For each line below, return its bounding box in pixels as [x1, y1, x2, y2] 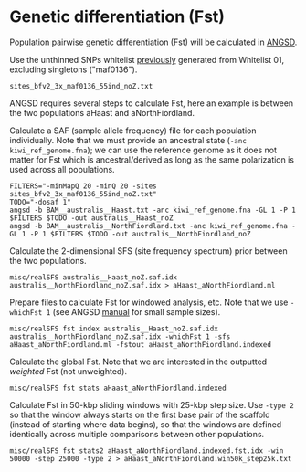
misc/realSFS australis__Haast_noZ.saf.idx [9, 272, 178, 282]
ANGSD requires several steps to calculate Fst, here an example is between [9, 98, 294, 109]
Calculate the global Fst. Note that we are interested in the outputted [9, 356, 268, 367]
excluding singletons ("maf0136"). [9, 64, 138, 75]
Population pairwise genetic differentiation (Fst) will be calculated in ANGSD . [9, 37, 298, 47]
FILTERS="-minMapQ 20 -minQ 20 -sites [9, 181, 157, 191]
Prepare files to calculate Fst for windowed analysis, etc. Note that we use [9, 297, 289, 308]
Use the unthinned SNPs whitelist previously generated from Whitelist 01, [9, 54, 285, 65]
